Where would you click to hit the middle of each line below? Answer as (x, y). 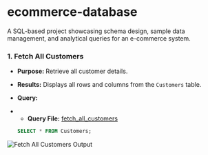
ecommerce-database (72, 12)
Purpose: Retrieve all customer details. (72, 71)
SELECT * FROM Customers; (54, 132)
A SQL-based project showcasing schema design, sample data (96, 31)
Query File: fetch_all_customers (73, 118)
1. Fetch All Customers (45, 56)
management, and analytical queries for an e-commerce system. (99, 38)
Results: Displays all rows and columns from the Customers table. (109, 85)
